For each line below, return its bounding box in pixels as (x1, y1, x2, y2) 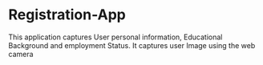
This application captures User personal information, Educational (8, 32, 223, 42)
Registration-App (8, 6, 127, 24)
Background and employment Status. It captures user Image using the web (8, 40, 256, 50)
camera (8, 49, 34, 59)
